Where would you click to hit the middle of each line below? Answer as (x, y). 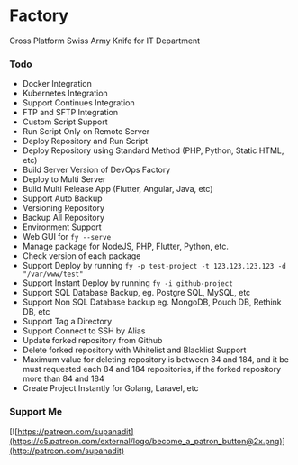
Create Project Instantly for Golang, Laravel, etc (110, 388)
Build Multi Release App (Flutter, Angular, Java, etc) (117, 189)
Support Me (36, 412)
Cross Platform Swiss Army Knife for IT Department (105, 41)
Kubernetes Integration (65, 93)
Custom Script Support (65, 122)
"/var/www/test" (53, 274)
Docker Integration (57, 84)
